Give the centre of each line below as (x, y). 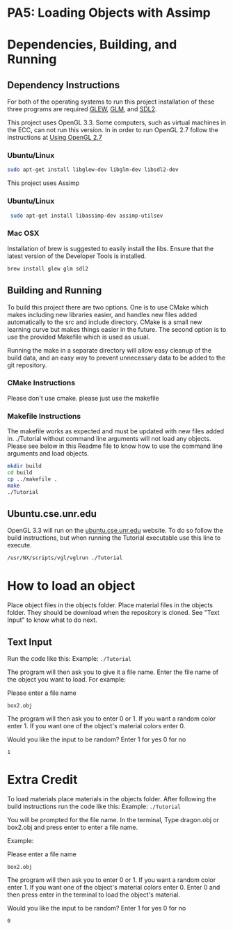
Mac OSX (23, 233)
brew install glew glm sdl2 (48, 268)
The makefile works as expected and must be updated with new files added (116, 431)
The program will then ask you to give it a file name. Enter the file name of (113, 672)
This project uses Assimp (43, 183)
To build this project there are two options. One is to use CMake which (108, 307)
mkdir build (24, 466)
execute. (20, 545)
